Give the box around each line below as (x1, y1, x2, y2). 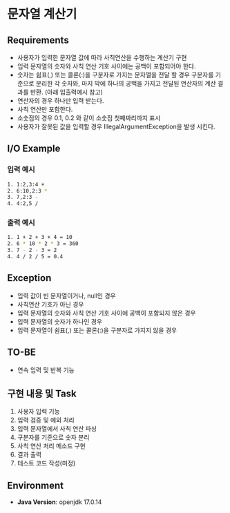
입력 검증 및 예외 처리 (17, 416, 75, 425)
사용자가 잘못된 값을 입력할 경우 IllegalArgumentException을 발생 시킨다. (17, 122, 215, 130)
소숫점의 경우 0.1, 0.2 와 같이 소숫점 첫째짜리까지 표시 (17, 114, 161, 122)
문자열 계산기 (7, 6, 77, 22)
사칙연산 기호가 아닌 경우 (17, 300, 84, 308)
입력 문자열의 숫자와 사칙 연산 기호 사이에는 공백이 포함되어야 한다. (17, 62, 196, 70)
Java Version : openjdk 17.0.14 (17, 498, 102, 506)
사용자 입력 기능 (17, 407, 60, 416)
